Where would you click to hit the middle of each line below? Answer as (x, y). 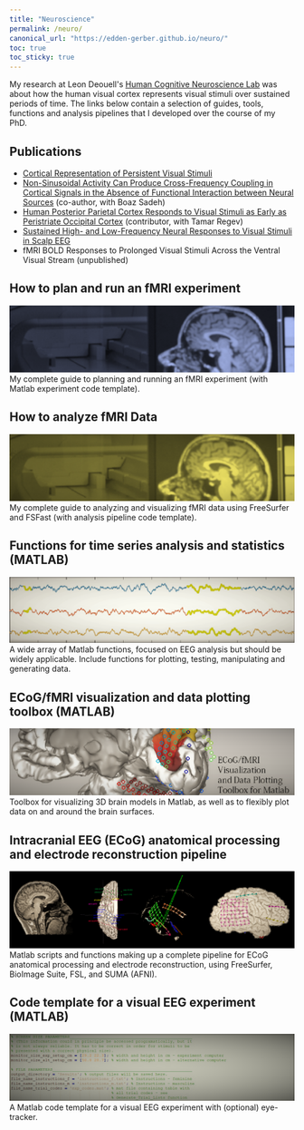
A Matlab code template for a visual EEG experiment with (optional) (134, 1107)
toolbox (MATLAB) (62, 711)
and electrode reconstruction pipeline (119, 854)
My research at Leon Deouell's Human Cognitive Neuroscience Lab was (143, 84)
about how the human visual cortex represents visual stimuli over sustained (150, 94)
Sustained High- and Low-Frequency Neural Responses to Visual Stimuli (157, 230)
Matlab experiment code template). (75, 388)
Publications (46, 151)
